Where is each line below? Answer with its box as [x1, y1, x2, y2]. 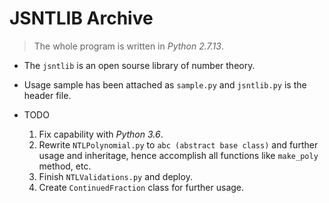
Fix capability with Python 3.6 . [38, 128, 164, 140]
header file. [23, 89, 72, 101]
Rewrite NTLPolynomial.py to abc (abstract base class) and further [38, 138, 319, 151]
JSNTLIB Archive [9, 7, 154, 30]
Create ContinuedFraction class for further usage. [38, 181, 245, 193]
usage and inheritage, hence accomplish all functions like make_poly [38, 149, 319, 161]
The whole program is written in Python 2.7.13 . [33, 40, 224, 52]
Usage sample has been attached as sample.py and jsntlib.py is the [23, 78, 307, 91]
